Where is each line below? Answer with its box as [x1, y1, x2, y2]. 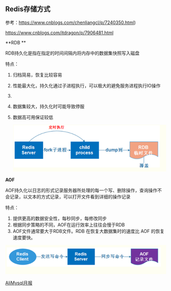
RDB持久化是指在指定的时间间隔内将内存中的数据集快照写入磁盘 [5, 50, 140, 56]
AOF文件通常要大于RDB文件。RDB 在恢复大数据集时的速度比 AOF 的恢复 [12, 228, 165, 234]
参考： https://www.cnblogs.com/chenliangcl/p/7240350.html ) [5, 19, 136, 26]
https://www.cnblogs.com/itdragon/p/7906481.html [5, 30, 114, 36]
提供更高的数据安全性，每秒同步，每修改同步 [12, 215, 107, 221]
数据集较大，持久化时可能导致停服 [12, 103, 85, 109]
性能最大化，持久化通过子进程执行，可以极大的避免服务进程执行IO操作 [12, 82, 161, 88]
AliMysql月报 [5, 280, 33, 286]
